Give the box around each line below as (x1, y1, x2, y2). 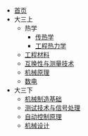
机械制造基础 (24, 95, 62, 103)
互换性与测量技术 (24, 59, 75, 67)
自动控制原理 (24, 113, 62, 120)
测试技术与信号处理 (24, 103, 81, 112)
